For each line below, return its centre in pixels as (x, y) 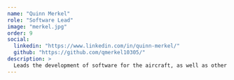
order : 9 (20, 33)
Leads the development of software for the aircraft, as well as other (121, 65)
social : (19, 40)
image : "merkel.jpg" (37, 26)
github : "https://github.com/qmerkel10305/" (80, 53)
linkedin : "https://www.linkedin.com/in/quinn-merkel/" (97, 46)
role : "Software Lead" (40, 20)
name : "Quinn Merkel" (39, 14)
